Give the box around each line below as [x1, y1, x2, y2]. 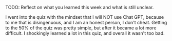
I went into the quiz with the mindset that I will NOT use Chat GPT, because [5, 14, 164, 20]
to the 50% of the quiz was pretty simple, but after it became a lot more [5, 25, 157, 31]
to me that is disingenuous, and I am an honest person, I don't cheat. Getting [5, 20, 167, 25]
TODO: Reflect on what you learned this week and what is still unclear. [5, 5, 154, 10]
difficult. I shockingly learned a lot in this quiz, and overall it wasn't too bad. [5, 30, 165, 36]
